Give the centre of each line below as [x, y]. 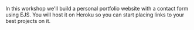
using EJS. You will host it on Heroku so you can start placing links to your [95, 15]
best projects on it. [28, 21]
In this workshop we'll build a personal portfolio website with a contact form [97, 9]
